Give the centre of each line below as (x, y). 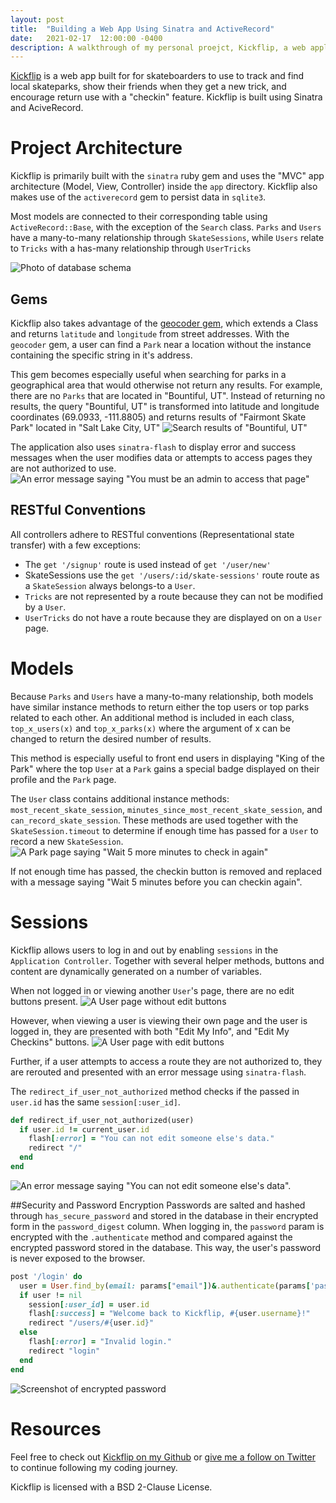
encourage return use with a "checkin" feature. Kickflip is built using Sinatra (166, 97)
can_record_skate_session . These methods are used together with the (154, 820)
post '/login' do (46, 1276)
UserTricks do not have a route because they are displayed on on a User (173, 617)
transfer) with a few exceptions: (76, 545)
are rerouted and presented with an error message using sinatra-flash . (158, 1072)
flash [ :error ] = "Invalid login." (100, 1342)
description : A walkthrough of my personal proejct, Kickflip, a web (158, 47)
